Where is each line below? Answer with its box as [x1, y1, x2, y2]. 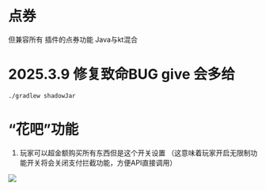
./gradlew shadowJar [8, 91, 77, 99]
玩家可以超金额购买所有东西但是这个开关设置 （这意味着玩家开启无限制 [19, 147, 251, 158]
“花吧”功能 [8, 121, 79, 139]
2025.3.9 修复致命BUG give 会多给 [8, 65, 236, 84]
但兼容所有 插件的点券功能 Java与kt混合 [8, 35, 138, 44]
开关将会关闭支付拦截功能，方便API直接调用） [26, 158, 177, 167]
